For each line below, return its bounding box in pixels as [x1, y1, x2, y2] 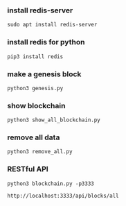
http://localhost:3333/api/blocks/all [7, 192, 119, 199]
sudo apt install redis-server [7, 22, 98, 28]
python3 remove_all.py [7, 148, 73, 155]
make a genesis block [7, 69, 82, 78]
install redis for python [7, 37, 85, 47]
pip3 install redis [7, 53, 64, 60]
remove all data [7, 132, 60, 142]
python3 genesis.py [7, 85, 64, 92]
